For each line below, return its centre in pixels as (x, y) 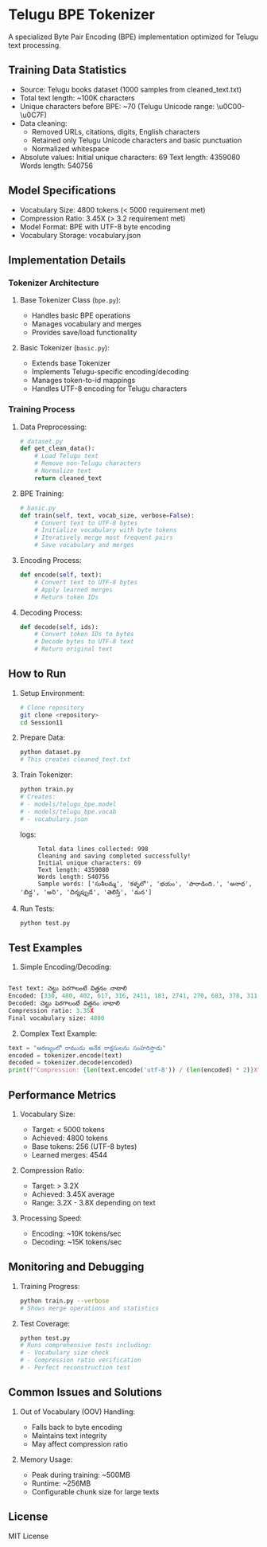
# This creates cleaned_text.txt (75, 760)
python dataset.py (50, 752)
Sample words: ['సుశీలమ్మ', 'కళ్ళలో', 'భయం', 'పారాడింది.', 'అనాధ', (145, 884)
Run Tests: (37, 908)
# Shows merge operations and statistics (89, 1308)
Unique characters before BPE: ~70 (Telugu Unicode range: (117, 106)
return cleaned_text (68, 478)
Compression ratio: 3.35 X (51, 1010)
